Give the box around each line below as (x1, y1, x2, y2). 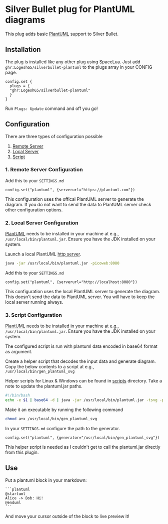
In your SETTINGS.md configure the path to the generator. (5, 425, 120, 431)
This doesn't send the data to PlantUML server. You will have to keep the (5, 294, 155, 300)
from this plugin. (5, 449, 39, 455)
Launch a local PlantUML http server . (5, 251, 81, 257)
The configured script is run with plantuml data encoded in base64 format (5, 343, 157, 349)
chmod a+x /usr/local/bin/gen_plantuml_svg (5, 417, 97, 422)
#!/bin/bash (5, 393, 30, 398)
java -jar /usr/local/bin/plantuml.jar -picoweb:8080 (5, 261, 120, 266)
